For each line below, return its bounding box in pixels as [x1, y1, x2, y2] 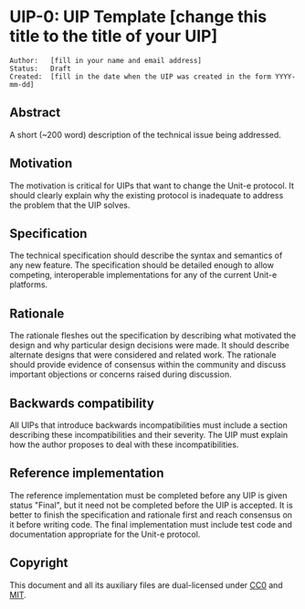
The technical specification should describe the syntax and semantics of [9, 250, 283, 262]
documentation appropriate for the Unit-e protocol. [9, 529, 201, 540]
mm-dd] [9, 80, 35, 89]
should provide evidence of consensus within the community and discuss [9, 359, 286, 370]
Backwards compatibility [9, 395, 155, 411]
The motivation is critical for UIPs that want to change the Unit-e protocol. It [9, 180, 295, 191]
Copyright [9, 555, 68, 571]
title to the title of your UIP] [9, 26, 217, 47]
